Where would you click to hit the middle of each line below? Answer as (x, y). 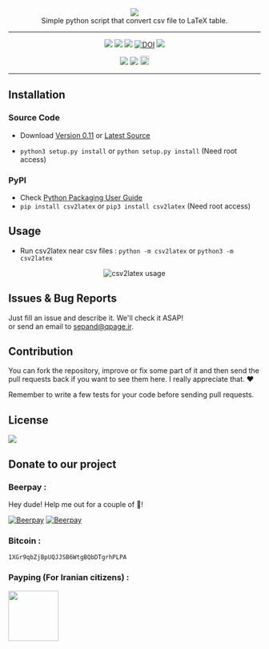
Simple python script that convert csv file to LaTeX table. (134, 20)
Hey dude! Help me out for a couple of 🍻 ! (76, 504)
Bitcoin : (25, 541)
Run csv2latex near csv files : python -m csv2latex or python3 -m (126, 250)
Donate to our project (62, 464)
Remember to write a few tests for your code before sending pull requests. (131, 395)
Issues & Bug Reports (63, 299)
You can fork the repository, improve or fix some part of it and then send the (134, 371)
